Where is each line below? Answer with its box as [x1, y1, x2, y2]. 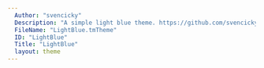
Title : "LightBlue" [14, 41, 79, 48]
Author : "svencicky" [14, 11, 82, 20]
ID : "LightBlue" [14, 33, 68, 41]
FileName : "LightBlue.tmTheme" [14, 26, 117, 34]
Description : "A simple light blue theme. [14, 19, 156, 27]
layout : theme [14, 48, 61, 55]
